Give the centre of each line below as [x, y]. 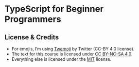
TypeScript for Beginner [54, 9]
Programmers [33, 19]
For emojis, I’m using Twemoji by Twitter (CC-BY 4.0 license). [73, 49]
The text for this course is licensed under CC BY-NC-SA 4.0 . [72, 54]
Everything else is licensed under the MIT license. [61, 59]
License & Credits [32, 37]
